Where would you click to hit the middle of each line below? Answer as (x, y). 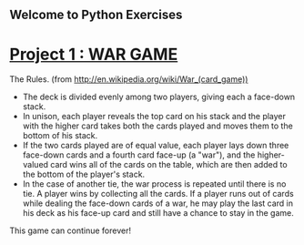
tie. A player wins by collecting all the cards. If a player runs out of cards (158, 194)
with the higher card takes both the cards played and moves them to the (157, 126)
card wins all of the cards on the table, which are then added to (169, 165)
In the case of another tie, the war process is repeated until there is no (154, 184)
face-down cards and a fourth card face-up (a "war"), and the (139, 155)
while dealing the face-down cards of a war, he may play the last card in (158, 203)
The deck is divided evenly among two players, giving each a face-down (159, 97)
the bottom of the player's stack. (84, 174)
